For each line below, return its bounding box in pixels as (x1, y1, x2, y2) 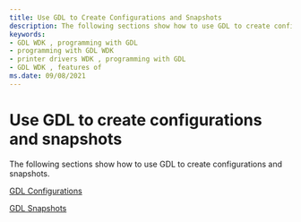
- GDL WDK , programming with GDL (9, 38, 139, 47)
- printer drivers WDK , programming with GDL (9, 55, 186, 64)
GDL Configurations (9, 185, 82, 196)
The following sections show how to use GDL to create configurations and (9, 158, 283, 169)
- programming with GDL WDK (9, 47, 115, 55)
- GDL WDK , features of (9, 64, 102, 73)
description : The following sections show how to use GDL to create (9, 21, 271, 30)
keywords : (9, 30, 47, 38)
